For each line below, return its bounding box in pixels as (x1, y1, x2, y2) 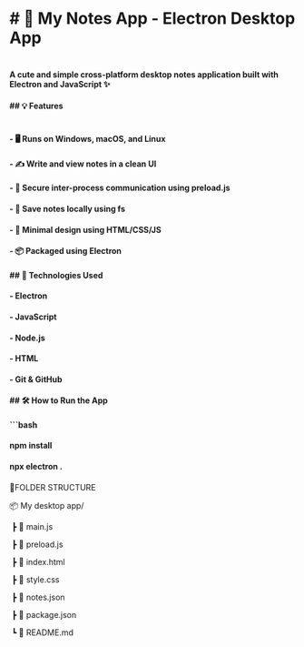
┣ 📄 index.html (11, 556, 65, 567)
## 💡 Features (9, 100, 64, 111)
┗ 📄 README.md (11, 627, 74, 638)
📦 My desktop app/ (9, 500, 84, 511)
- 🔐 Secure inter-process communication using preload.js (9, 182, 230, 194)
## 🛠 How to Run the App (9, 395, 109, 406)
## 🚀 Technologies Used (9, 269, 103, 280)
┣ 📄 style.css (11, 573, 60, 585)
